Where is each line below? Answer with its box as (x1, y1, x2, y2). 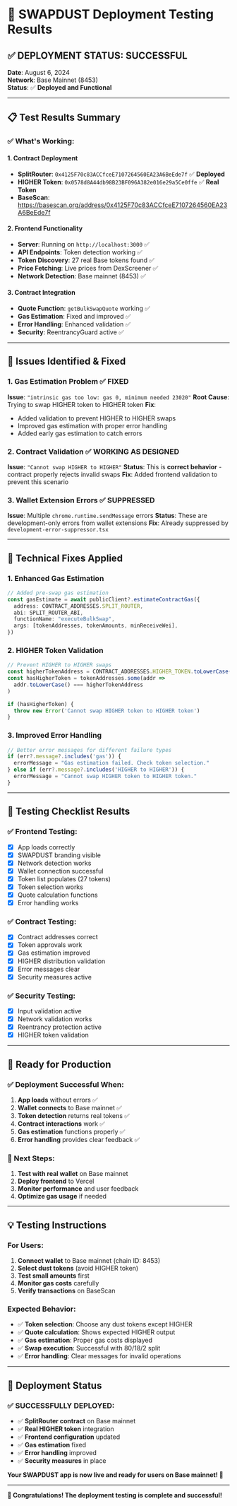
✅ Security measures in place (17, 1456, 107, 1465)
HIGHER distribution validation (17, 957, 106, 965)
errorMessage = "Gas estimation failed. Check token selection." (13, 760, 210, 767)
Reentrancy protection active (17, 1023, 102, 1031)
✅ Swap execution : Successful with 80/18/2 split (17, 1344, 161, 1353)
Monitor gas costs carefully (17, 1278, 99, 1287)
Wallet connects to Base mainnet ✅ (17, 1103, 122, 1112)
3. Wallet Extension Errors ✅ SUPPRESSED (7, 495, 155, 505)
